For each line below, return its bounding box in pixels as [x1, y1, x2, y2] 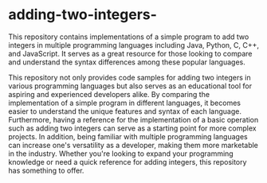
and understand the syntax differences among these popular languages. [8, 57, 245, 67]
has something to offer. [8, 165, 84, 175]
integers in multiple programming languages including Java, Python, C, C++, [8, 40, 260, 49]
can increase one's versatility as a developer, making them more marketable [8, 140, 259, 150]
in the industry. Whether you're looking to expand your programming [8, 149, 234, 158]
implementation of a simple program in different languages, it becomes [8, 98, 241, 107]
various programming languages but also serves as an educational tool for [8, 81, 253, 91]
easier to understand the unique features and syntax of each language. [8, 106, 241, 116]
